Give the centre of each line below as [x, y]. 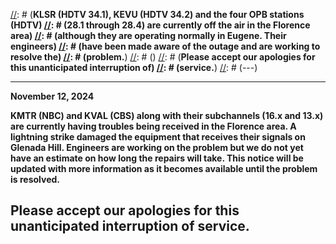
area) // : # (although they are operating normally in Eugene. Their [148, 35]
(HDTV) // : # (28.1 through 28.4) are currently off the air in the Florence [160, 25]
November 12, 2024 [52, 96]
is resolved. [35, 179]
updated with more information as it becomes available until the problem [164, 168]
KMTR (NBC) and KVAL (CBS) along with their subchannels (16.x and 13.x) [167, 115]
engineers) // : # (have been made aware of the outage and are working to [165, 46]
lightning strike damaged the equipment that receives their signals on [158, 137]
